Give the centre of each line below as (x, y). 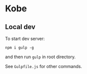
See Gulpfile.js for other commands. (43, 66)
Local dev (20, 27)
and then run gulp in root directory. (40, 57)
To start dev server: (25, 38)
